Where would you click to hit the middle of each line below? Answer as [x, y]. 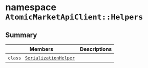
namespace [31, 7]
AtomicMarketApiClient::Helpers [74, 17]
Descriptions [96, 49]
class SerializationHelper [41, 58]
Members [41, 49]
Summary [21, 35]
